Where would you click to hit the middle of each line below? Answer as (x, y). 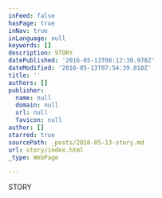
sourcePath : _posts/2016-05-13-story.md (77, 142)
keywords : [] (30, 46)
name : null (34, 98)
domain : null (37, 105)
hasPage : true (32, 23)
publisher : (26, 90)
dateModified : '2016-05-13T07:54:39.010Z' (80, 68)
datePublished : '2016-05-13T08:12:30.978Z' (82, 61)
